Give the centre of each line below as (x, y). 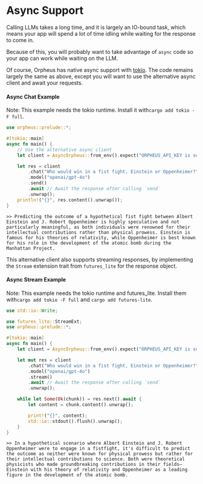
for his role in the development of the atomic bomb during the (89, 243)
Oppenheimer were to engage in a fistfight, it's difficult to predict (98, 449)
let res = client (39, 166)
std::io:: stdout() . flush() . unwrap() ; (75, 421)
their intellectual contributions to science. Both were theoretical (96, 459)
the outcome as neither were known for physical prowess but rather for (100, 454)
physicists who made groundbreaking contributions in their (84, 465)
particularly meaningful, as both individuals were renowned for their (98, 227)
